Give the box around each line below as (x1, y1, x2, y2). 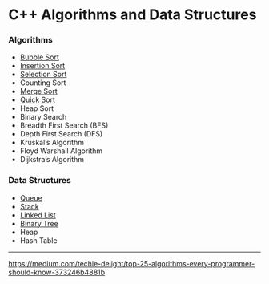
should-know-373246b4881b (8, 267, 106, 277)
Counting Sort (19, 78, 66, 87)
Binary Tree (19, 218, 58, 228)
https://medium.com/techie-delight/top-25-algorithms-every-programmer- (8, 258, 255, 268)
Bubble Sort (19, 52, 60, 62)
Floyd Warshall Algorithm (19, 146, 103, 156)
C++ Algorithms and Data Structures (8, 6, 257, 24)
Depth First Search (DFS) (19, 129, 103, 139)
